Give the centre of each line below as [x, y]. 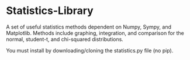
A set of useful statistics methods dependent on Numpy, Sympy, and [89, 27]
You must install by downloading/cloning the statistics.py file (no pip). [90, 50]
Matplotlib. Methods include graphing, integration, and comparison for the [95, 33]
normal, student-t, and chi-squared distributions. [65, 39]
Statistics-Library [50, 11]
